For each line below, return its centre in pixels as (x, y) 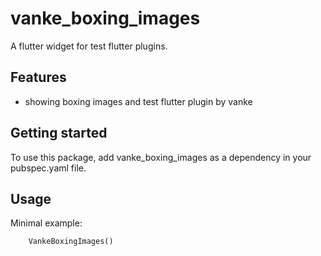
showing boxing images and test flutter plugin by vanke (138, 101)
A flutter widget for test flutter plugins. (89, 46)
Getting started (59, 133)
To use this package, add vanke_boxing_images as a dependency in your (161, 157)
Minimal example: (46, 223)
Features (38, 77)
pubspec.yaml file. (48, 168)
